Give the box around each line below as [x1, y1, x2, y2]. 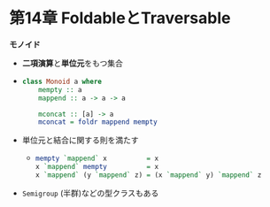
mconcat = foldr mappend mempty [38, 118, 158, 126]
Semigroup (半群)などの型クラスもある [21, 188, 159, 198]
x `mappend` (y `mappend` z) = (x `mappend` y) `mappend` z [35, 171, 262, 180]
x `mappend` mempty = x [35, 163, 159, 172]
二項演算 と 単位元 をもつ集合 [21, 57, 124, 68]
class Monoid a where [21, 77, 102, 86]
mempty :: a [38, 85, 82, 94]
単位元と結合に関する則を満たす [21, 134, 139, 146]
